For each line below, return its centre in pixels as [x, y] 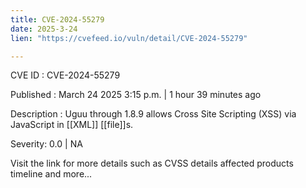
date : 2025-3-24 [44, 29]
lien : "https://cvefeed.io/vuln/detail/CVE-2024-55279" [129, 38]
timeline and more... [51, 174]
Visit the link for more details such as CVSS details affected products [152, 163]
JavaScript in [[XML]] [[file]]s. [72, 125]
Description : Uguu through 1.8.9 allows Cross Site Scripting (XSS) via [153, 114]
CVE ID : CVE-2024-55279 [65, 75]
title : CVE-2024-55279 [57, 19]
